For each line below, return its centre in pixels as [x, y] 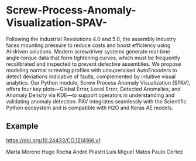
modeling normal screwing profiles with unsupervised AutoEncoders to [92, 70]
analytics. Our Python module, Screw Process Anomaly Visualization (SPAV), [98, 82]
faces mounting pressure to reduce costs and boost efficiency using [88, 45]
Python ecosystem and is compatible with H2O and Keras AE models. [90, 108]
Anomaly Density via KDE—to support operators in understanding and [90, 95]
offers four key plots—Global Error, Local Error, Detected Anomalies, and [94, 89]
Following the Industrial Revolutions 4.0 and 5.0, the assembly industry [91, 39]
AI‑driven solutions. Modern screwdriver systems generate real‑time [88, 51]
